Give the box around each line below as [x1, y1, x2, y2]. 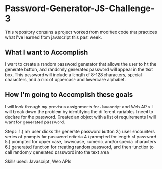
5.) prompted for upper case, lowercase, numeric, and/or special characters [5, 138, 156, 144]
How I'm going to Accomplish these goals [5, 91, 133, 99]
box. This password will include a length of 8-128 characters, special [5, 71, 142, 77]
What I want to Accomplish [5, 48, 88, 57]
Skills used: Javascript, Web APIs [5, 158, 72, 164]
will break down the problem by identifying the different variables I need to [5, 108, 154, 114]
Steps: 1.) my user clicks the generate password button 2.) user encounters [5, 128, 155, 134]
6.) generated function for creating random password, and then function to [5, 144, 154, 150]
